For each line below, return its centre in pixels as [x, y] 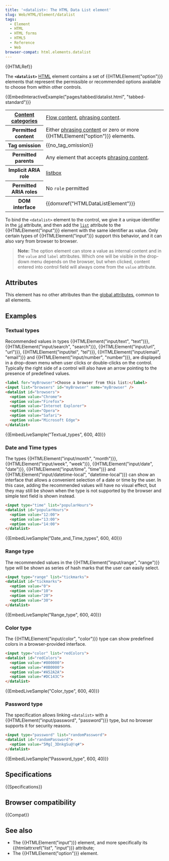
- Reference [22, 43]
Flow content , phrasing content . [83, 117]
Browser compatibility [41, 803]
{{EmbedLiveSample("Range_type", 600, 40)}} [53, 614]
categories [24, 120]
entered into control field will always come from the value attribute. [87, 267]
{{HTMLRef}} [19, 67]
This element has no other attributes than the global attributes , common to [82, 295]
